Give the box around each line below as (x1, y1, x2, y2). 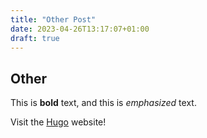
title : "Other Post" (10, 14, 97, 25)
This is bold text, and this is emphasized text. (10, 97, 197, 109)
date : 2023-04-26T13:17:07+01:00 (10, 24, 150, 34)
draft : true (10, 33, 60, 43)
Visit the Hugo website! (10, 116, 107, 128)
